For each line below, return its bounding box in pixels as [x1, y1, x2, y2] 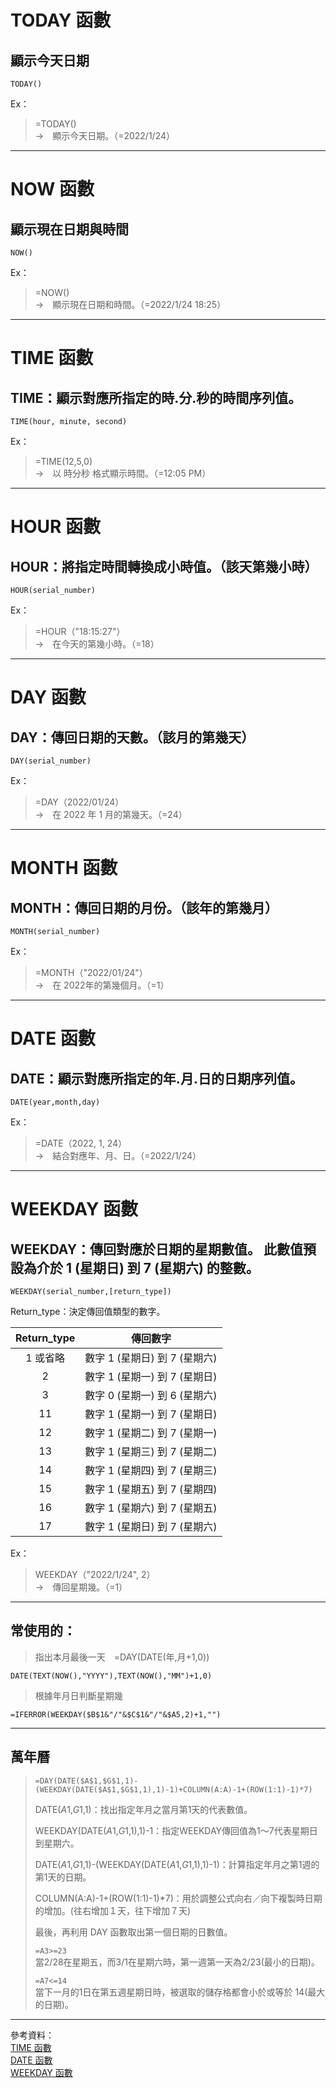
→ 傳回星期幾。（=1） [34, 1581, 128, 1593]
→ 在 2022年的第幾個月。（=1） [34, 979, 170, 991]
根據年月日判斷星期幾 [34, 1689, 123, 1701]
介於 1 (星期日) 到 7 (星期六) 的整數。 [36, 1259, 260, 1276]
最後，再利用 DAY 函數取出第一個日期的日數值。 [34, 1926, 233, 1938]
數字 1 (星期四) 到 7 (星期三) [84, 1464, 218, 1477]
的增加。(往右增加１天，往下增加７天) [34, 1904, 192, 1916]
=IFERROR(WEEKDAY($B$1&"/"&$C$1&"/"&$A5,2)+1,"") [10, 1709, 222, 1720]
